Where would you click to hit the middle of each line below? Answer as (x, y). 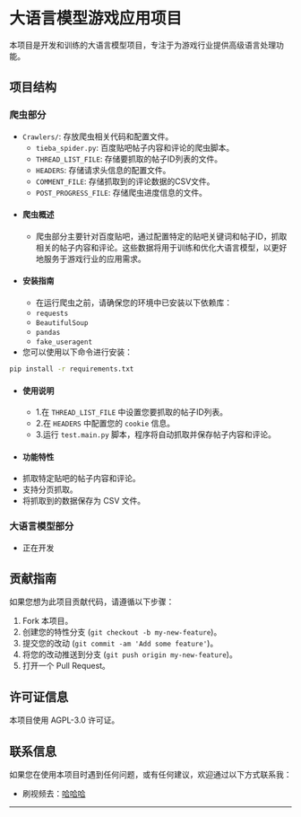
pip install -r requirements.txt (72, 369)
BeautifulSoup (62, 323)
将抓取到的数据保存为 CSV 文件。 (84, 501)
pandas (48, 333)
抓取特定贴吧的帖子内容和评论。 (81, 479)
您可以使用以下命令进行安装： (77, 352)
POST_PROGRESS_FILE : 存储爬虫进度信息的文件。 (121, 192)
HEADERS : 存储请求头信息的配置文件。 (103, 170)
